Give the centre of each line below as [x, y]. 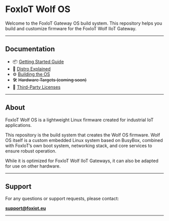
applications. [18, 125]
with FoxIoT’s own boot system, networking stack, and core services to [79, 145]
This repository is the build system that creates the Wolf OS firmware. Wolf [83, 135]
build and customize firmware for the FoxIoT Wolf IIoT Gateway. [71, 28]
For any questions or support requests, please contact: [62, 199]
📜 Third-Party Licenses [36, 87]
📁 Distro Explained [32, 68]
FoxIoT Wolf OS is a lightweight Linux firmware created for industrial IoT [79, 120]
